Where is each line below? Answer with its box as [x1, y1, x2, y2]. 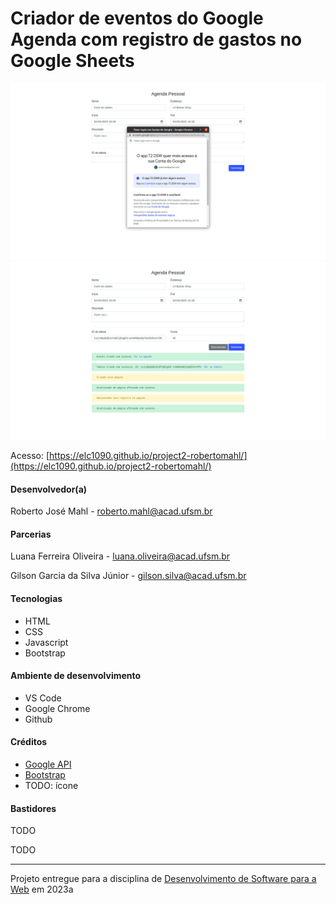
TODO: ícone [24, 779, 79, 791]
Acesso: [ [10, 449, 50, 461]
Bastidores [10, 802, 57, 814]
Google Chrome [24, 702, 91, 714]
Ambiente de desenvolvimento [10, 670, 142, 682]
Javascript [24, 636, 69, 648]
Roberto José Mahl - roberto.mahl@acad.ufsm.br [10, 505, 213, 517]
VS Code [24, 692, 62, 704]
